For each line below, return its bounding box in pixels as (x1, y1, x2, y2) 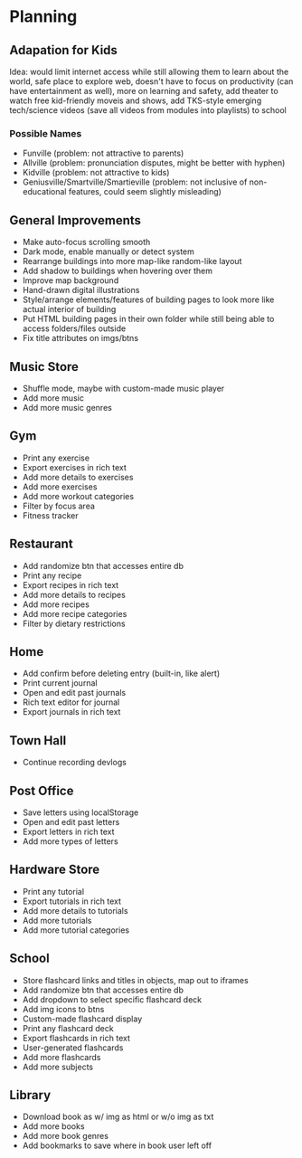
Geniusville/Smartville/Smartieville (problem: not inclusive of (22, 176, 248, 187)
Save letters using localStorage (22, 807, 139, 818)
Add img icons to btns (22, 1003, 105, 1014)
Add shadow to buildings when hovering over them (22, 265, 212, 277)
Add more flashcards (22, 1051, 101, 1062)
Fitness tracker (22, 509, 79, 521)
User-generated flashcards (22, 1042, 124, 1053)
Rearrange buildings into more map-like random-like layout (22, 256, 242, 267)
